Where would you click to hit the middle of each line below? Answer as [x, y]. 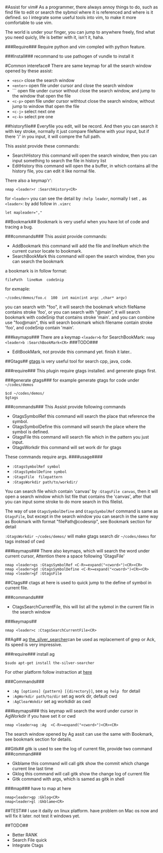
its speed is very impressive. [34, 645]
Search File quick [29, 840]
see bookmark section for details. [38, 739]
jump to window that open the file [45, 106]
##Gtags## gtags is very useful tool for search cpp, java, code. [69, 361]
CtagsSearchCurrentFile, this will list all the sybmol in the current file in [83, 607]
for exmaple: [18, 289]
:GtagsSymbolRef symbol [36, 467]
